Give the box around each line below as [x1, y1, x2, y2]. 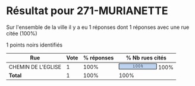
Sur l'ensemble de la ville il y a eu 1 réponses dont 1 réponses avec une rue [6, 24, 190, 31]
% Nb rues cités [125, 54, 166, 61]
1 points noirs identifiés [6, 41, 63, 48]
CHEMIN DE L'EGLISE [8, 63, 61, 70]
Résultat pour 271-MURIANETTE [6, 4, 168, 18]
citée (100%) [6, 29, 37, 37]
